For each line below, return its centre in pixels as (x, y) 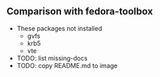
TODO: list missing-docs (52, 58)
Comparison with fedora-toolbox (80, 12)
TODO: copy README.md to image (67, 65)
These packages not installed (59, 28)
